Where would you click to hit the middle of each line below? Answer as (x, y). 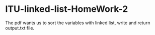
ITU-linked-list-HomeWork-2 (67, 9)
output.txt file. (20, 28)
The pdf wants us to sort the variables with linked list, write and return (78, 23)
